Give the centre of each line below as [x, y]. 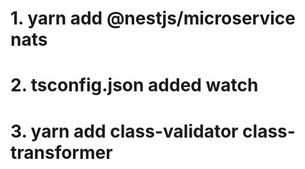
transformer [61, 152]
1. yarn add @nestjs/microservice [153, 18]
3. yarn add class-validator [124, 131]
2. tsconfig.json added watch [134, 85]
